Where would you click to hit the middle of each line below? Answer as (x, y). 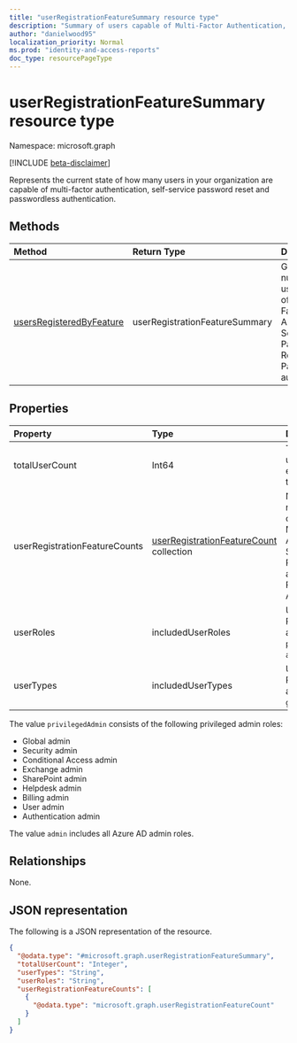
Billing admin (45, 797)
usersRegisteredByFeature (69, 321)
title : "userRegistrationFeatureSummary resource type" (114, 17)
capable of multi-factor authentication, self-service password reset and (139, 189)
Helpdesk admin (52, 788)
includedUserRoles (191, 632)
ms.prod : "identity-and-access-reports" (85, 50)
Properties (39, 409)
